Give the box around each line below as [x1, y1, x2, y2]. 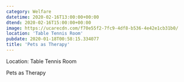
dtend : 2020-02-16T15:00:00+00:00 [6, 19, 92, 25]
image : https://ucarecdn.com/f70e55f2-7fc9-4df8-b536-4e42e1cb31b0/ [6, 25, 179, 31]
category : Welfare [6, 8, 51, 15]
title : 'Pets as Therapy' [6, 42, 70, 48]
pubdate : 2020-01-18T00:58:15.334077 [6, 36, 99, 42]
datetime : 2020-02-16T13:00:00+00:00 [6, 14, 99, 20]
